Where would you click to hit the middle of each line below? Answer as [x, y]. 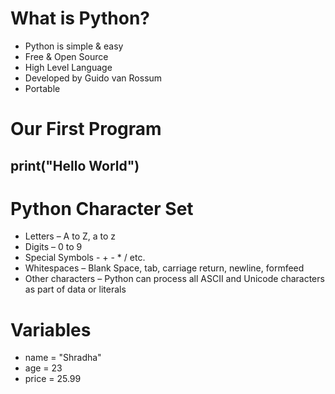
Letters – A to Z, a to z [70, 236]
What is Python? [80, 18]
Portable [42, 88]
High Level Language [68, 67]
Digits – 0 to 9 [53, 247]
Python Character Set [102, 208]
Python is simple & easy [74, 46]
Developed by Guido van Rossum [93, 78]
